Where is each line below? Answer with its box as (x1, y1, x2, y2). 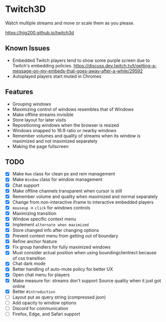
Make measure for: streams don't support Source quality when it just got (12, 278, 162, 284)
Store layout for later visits (12, 117, 66, 123)
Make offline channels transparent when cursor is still (12, 188, 123, 194)
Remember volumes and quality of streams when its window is (12, 133, 141, 139)
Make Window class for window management (12, 176, 103, 182)
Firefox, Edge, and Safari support (12, 311, 81, 317)
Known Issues (5, 44, 50, 53)
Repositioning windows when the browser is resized (12, 122, 119, 128)
